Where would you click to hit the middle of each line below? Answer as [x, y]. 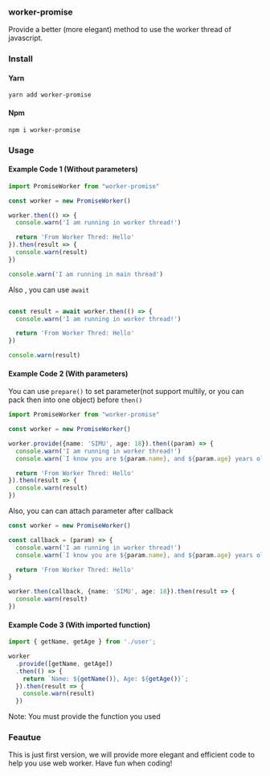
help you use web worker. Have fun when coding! [90, 763]
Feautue [25, 737]
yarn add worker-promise [50, 95]
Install [21, 59]
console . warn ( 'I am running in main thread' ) [86, 274]
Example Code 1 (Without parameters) [73, 169]
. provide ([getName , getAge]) [64, 663]
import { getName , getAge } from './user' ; [82, 642]
